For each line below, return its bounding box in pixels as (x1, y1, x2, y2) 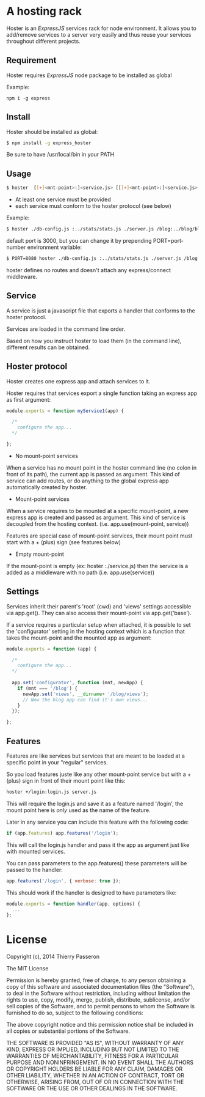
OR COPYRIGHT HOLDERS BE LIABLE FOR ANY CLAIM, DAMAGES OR (6, 1065, 183, 1073)
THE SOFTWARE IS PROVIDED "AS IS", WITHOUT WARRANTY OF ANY (6, 1040, 184, 1047)
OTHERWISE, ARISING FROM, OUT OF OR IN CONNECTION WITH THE (6, 1078, 184, 1086)
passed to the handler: (6, 866, 63, 873)
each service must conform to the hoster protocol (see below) (15, 202, 172, 210)
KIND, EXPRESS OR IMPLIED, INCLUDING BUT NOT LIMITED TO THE (6, 1046, 179, 1053)
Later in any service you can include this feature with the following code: (6, 818, 189, 826)
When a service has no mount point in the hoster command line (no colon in (6, 464, 197, 471)
